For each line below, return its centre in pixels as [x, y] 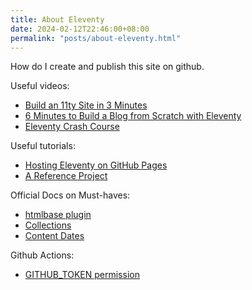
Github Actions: [42, 255]
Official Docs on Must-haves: [70, 195]
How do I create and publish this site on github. [107, 67]
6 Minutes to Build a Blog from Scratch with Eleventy [133, 116]
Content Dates [54, 236]
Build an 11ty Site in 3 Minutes [86, 105]
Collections [48, 225]
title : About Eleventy [57, 19]
